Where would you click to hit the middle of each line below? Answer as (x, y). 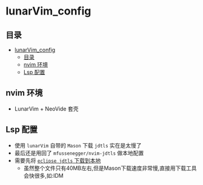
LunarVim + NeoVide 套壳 (46, 109)
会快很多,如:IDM (44, 175)
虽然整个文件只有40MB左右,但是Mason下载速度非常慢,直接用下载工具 (110, 168)
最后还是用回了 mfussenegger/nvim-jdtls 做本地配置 (79, 153)
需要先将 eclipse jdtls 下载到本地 (58, 160)
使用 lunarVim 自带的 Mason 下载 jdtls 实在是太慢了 (78, 145)
